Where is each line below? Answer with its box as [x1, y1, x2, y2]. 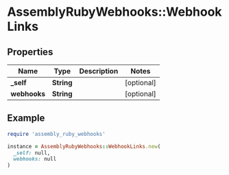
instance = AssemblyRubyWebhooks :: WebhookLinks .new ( [7, 143, 161, 150]
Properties [7, 46, 53, 58]
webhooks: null [13, 156, 57, 163]
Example [7, 113, 45, 124]
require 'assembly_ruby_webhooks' [7, 130, 106, 137]
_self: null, [13, 149, 51, 156]
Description [79, 67, 119, 75]
